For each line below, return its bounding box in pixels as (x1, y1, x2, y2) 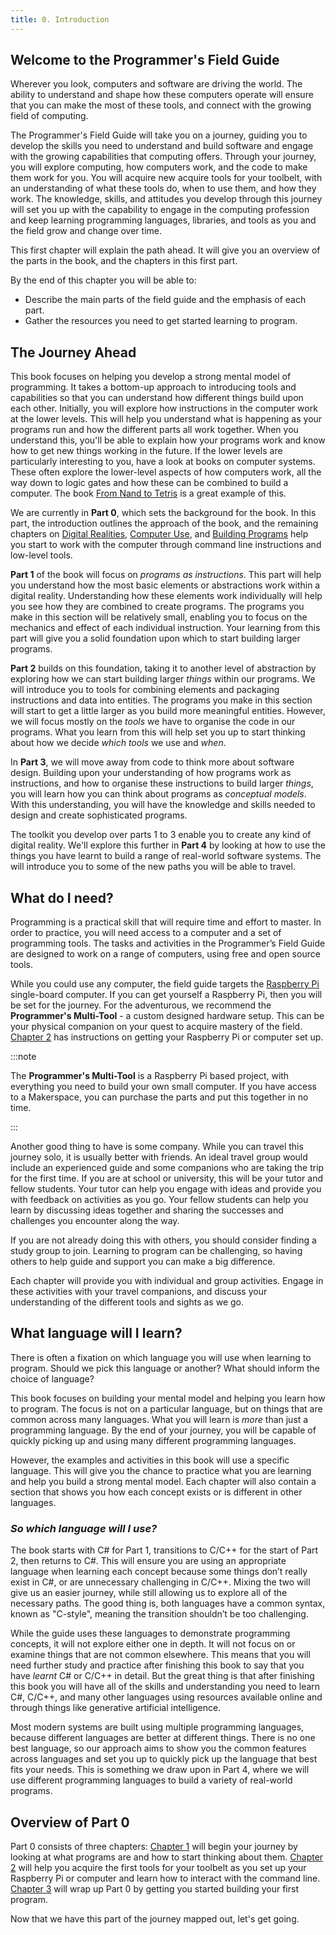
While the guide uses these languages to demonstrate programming (10, 1627, 291, 1640)
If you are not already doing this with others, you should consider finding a (10, 1234, 317, 1246)
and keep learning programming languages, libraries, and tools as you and (10, 214, 317, 226)
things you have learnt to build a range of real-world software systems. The (10, 850, 322, 862)
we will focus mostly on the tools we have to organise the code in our (10, 716, 296, 728)
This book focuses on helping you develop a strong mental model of (10, 371, 292, 383)
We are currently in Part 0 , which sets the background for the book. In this (10, 507, 317, 519)
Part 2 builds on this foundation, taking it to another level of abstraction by (10, 662, 317, 675)
